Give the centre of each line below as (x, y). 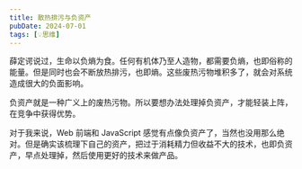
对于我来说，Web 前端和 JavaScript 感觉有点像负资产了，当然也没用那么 (143, 133)
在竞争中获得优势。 (45, 114)
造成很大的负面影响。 (49, 84)
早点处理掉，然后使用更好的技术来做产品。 (103, 156)
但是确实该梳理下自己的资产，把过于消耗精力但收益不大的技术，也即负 (155, 144)
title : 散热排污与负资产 (50, 18)
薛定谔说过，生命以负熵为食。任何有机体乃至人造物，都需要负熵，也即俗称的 (151, 61)
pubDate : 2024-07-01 (48, 26)
